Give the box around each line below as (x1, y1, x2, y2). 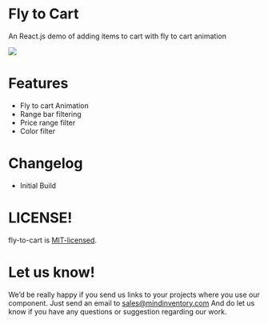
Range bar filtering (19, 109, 82, 118)
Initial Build (19, 181, 57, 190)
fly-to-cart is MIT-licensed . (8, 235, 98, 245)
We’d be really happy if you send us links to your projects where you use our (8, 290, 260, 299)
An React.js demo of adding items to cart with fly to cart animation (8, 31, 226, 41)
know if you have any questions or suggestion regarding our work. (8, 306, 227, 316)
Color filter (19, 126, 56, 136)
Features (8, 74, 69, 93)
